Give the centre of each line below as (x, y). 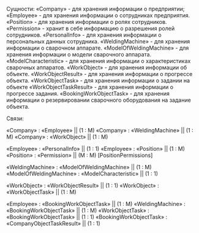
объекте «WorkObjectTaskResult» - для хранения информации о (90, 87)
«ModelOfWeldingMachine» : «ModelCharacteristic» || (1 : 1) (82, 174)
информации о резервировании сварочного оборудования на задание (99, 100)
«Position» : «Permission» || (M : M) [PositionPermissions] (80, 155)
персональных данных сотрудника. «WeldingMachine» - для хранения (98, 41)
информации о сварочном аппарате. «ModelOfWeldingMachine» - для (98, 48)
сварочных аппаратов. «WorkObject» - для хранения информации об (97, 67)
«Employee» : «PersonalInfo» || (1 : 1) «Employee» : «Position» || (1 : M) (96, 149)
